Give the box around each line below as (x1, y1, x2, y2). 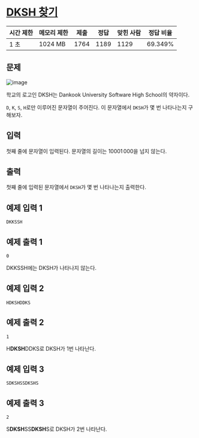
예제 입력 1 (6, 203, 43, 213)
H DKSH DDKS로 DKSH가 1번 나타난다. (6, 345, 96, 352)
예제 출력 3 (6, 398, 44, 408)
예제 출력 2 (6, 318, 44, 328)
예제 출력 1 (6, 237, 43, 247)
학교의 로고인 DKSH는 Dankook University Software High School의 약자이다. (6, 91, 190, 98)
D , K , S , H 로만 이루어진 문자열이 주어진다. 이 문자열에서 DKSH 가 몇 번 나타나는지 (6, 104, 187, 111)
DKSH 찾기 (6, 5, 58, 19)
